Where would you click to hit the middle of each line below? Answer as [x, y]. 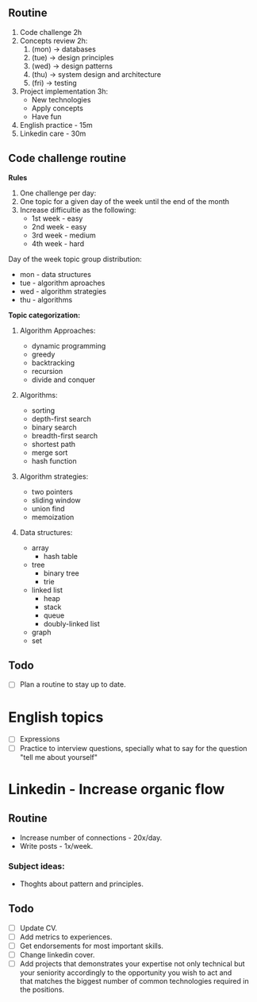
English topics [56, 717]
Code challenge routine [67, 158]
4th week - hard [58, 243]
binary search [54, 427]
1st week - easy [57, 218]
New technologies [61, 99]
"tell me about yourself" [58, 757]
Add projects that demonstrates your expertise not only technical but [132, 963]
